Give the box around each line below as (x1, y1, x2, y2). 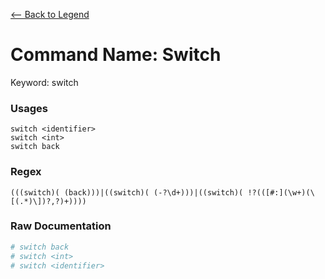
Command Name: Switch (10, 44, 222, 66)
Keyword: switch (10, 76, 79, 88)
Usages (10, 101, 48, 115)
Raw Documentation (10, 219, 112, 233)
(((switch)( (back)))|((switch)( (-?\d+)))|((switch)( (10, 187, 244, 198)
